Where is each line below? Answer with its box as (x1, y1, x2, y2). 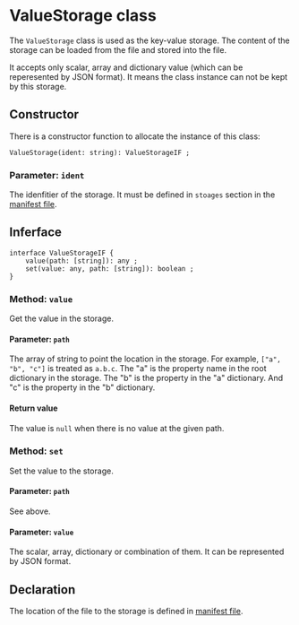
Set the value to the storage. (9, 465, 114, 476)
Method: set (9, 445, 64, 457)
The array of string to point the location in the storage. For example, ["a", (9, 353, 282, 364)
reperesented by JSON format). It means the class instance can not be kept (9, 71, 288, 82)
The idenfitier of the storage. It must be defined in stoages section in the (9, 189, 276, 200)
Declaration (9, 582, 76, 597)
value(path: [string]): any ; (25, 256, 139, 265)
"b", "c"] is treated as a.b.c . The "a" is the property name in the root (9, 363, 267, 374)
